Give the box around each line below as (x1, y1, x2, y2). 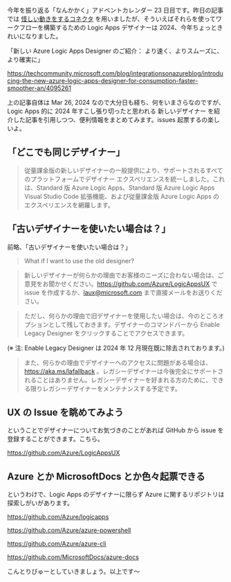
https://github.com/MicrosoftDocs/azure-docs (7, 553, 140, 561)
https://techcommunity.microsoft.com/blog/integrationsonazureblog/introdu (7, 69, 223, 78)
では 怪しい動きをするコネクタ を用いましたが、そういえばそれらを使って (7, 15, 216, 23)
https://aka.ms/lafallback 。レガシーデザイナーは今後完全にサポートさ (24, 367, 224, 376)
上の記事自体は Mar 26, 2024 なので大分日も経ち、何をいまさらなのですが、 (7, 98, 225, 106)
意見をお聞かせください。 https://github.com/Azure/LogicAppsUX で (24, 279, 218, 288)
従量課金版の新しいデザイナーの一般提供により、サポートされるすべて (24, 166, 223, 175)
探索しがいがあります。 (7, 499, 74, 507)
